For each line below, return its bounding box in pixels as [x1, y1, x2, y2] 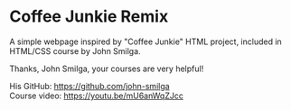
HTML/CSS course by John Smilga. [9, 45, 142, 56]
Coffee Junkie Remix [9, 6, 169, 27]
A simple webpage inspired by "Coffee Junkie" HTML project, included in [9, 36, 282, 47]
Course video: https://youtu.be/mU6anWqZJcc [9, 90, 183, 101]
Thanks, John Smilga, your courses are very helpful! [9, 63, 204, 74]
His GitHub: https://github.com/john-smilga [9, 80, 170, 91]
